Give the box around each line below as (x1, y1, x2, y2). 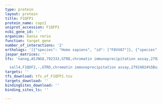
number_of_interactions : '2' (5, 43, 64, 48)
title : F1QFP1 (5, 16, 34, 21)
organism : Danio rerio (5, 34, 51, 39)
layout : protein (5, 12, 38, 16)
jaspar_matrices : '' (5, 52, 47, 57)
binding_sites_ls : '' (5, 87, 49, 92)
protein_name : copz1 (5, 20, 47, 26)
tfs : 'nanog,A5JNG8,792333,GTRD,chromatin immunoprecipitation (5, 56, 136, 61)
